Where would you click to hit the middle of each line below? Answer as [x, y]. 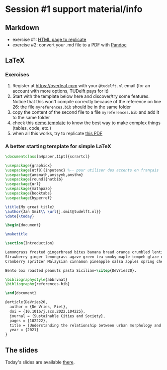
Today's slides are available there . [40, 362]
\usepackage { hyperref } [29, 198]
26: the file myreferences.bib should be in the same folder [72, 107]
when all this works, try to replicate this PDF [57, 133]
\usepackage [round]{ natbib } [34, 180]
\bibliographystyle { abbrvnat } [37, 279]
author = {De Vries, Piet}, [39, 307]
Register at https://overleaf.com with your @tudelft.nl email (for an [81, 85]
